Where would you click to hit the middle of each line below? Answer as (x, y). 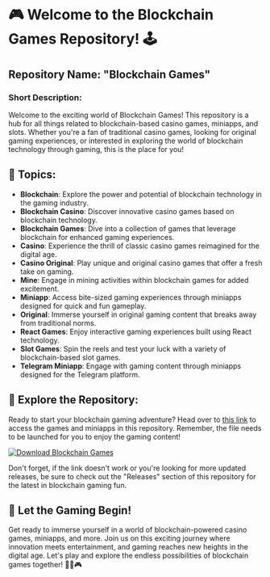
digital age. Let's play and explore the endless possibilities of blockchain (129, 556)
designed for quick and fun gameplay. (83, 305)
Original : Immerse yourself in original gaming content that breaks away (138, 314)
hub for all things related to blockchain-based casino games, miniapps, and (133, 123)
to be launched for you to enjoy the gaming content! (95, 436)
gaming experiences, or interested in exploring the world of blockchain (126, 141)
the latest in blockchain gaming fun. (68, 485)
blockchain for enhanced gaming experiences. (97, 237)
